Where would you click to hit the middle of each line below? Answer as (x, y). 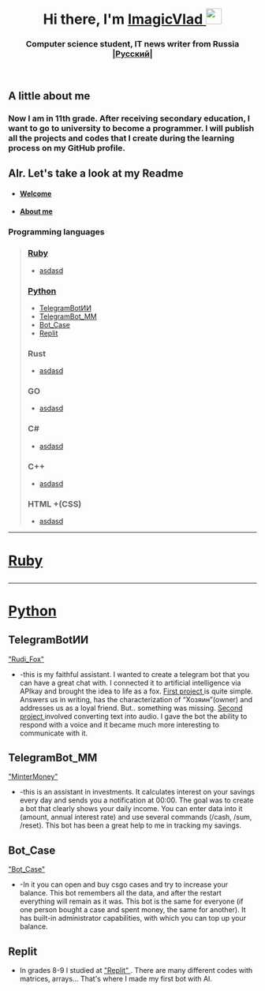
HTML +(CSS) (54, 504)
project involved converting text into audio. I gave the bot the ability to (133, 716)
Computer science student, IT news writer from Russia (132, 44)
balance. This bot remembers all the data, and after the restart (121, 893)
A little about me (49, 96)
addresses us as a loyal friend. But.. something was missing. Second (131, 708)
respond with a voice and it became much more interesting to (119, 724)
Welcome (35, 193)
